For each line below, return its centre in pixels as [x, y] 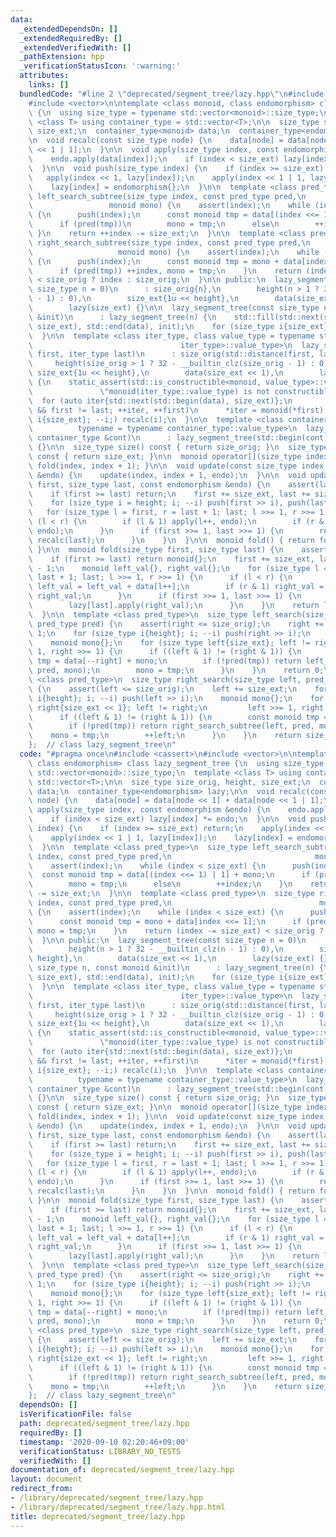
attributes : [44, 76]
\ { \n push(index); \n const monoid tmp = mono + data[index [178, 261]
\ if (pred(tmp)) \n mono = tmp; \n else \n [154, 224]
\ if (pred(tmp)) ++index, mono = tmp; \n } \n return [165, 271]
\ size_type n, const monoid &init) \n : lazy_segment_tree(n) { [176, 968]
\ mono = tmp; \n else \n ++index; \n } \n [160, 884]
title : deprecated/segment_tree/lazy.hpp [98, 1516]
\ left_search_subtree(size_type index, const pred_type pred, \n [167, 196]
